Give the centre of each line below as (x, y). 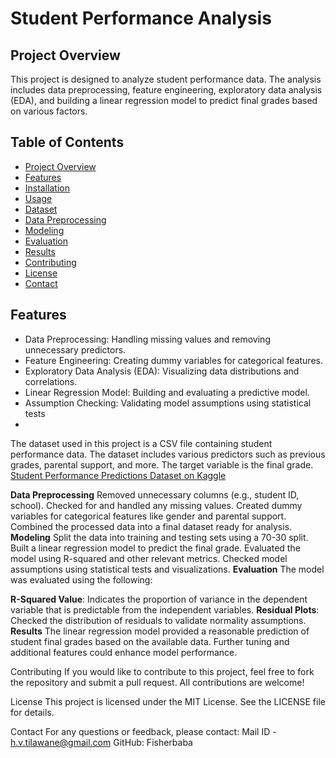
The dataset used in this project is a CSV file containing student (141, 443)
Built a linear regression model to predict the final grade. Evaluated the (155, 548)
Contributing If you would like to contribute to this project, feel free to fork (162, 671)
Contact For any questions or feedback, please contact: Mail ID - (143, 731)
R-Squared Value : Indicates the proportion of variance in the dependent (159, 599)
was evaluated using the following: (81, 579)
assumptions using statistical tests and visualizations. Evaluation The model (167, 569)
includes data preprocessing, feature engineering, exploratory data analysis (166, 90)
